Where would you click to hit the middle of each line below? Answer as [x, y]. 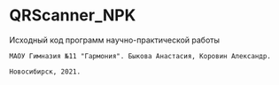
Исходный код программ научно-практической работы [114, 40]
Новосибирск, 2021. [45, 72]
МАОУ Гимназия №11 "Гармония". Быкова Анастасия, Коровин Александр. [140, 56]
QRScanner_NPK [73, 15]
